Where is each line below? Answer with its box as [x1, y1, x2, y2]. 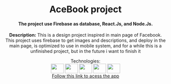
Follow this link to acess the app [51, 73, 120, 79]
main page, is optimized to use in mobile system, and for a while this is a [9, 43, 162, 49]
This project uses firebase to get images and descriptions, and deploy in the [5, 37, 166, 44]
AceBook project [49, 4, 122, 15]
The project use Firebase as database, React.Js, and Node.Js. [18, 20, 153, 26]
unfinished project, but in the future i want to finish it [30, 48, 141, 54]
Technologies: [70, 58, 101, 64]
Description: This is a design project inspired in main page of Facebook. [9, 32, 162, 38]
